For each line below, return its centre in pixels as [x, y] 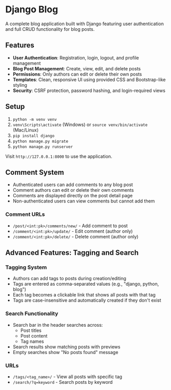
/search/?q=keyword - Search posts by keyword [63, 382]
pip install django [34, 136]
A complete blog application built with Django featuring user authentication [85, 24]
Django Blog [32, 10]
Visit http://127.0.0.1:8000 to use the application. [59, 156]
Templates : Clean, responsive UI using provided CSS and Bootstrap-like [89, 79]
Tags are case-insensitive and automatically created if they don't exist [87, 300]
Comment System [35, 172]
